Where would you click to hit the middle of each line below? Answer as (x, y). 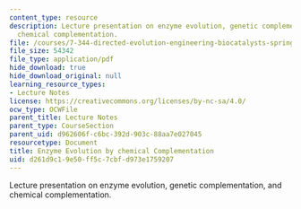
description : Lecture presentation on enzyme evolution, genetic (133, 26)
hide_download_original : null (66, 76)
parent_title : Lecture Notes (64, 118)
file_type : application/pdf (62, 59)
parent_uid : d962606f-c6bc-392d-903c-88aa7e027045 (106, 135)
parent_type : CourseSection (62, 126)
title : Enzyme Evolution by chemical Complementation (112, 151)
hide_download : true (48, 68)
